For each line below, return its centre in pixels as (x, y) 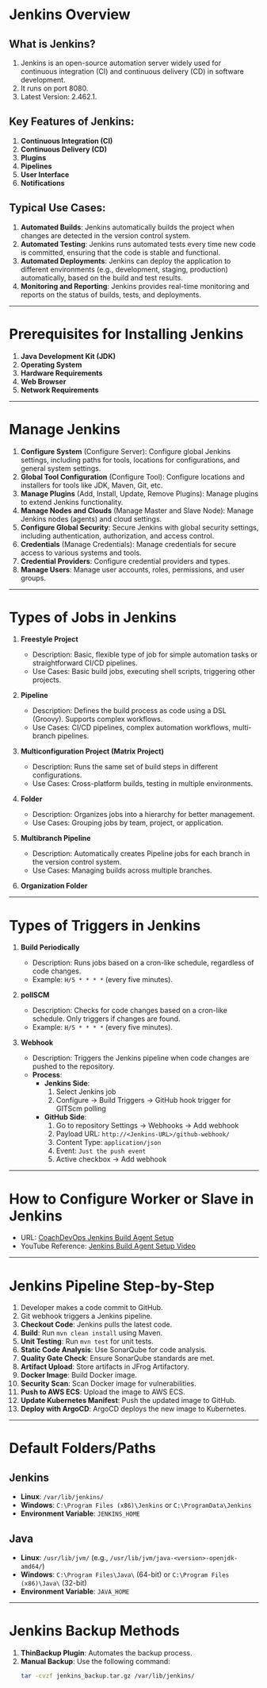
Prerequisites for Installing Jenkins (126, 334)
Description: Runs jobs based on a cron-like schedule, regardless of (143, 963)
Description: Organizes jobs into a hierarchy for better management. (143, 815)
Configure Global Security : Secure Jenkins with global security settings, (139, 527)
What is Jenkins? (52, 44)
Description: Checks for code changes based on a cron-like (130, 1011)
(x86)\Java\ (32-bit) (53, 1583)
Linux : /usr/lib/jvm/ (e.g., (64, 1558)
